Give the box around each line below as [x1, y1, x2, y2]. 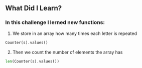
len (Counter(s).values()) [5, 58, 59, 64]
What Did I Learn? [5, 4, 62, 12]
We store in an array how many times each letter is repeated [12, 30, 137, 36]
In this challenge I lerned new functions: [5, 19, 105, 26]
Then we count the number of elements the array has [12, 49, 123, 55]
